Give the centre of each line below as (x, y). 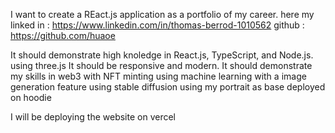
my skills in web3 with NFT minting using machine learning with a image (158, 76)
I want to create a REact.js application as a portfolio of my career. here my (162, 14)
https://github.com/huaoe (63, 35)
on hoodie (31, 97)
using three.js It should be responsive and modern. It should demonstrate (161, 65)
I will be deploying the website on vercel (93, 117)
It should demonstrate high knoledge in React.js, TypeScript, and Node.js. (162, 55)
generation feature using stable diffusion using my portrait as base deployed (168, 87)
